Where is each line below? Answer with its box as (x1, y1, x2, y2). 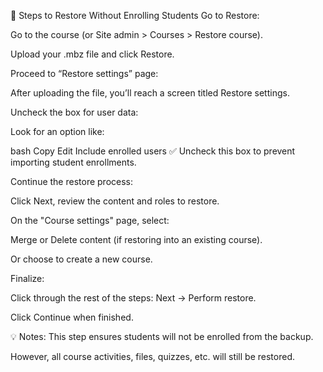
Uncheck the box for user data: (10, 106, 139, 118)
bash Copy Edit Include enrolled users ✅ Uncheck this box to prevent (10, 145, 296, 157)
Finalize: (10, 273, 45, 284)
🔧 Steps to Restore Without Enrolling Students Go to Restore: (10, 10, 260, 21)
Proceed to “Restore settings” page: (10, 68, 159, 79)
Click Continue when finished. (10, 311, 134, 323)
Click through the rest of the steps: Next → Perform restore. (10, 292, 257, 304)
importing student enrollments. (10, 156, 137, 168)
